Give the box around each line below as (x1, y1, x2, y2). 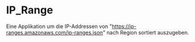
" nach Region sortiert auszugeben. (102, 29, 189, 36)
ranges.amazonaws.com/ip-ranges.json (6, 29, 103, 36)
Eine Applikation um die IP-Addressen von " (6, 23, 112, 30)
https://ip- (112, 23, 137, 30)
